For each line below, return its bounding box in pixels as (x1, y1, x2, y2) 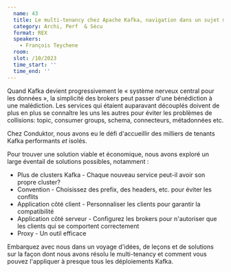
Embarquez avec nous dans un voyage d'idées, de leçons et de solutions (7, 242, 214, 251)
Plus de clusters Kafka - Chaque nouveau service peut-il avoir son (16, 170, 206, 179)
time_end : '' (13, 67, 51, 74)
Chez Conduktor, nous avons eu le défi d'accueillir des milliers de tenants (7, 129, 215, 138)
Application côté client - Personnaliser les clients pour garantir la (16, 200, 201, 208)
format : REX (13, 29, 48, 36)
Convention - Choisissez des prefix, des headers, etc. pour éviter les (16, 185, 212, 193)
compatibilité (16, 207, 54, 216)
